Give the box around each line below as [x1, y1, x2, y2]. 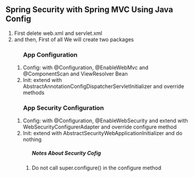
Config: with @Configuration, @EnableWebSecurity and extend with [22, 117, 188, 124]
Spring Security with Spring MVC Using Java [5, 5, 173, 15]
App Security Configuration [22, 104, 104, 112]
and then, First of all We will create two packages [14, 35, 134, 43]
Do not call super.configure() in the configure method [31, 165, 162, 172]
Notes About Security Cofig [31, 150, 101, 156]
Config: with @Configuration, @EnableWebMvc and [22, 64, 149, 71]
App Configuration [22, 50, 78, 58]
